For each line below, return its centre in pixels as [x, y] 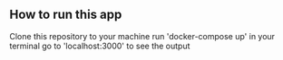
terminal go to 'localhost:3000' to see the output [100, 46]
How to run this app [66, 15]
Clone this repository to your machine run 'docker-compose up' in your [142, 36]
